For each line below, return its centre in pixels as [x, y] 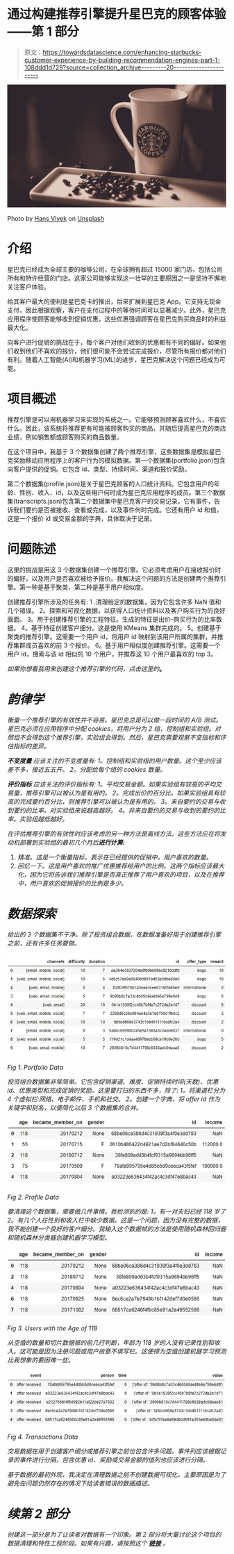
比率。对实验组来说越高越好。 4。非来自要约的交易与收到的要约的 [125, 810]
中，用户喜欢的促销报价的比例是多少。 [72, 883]
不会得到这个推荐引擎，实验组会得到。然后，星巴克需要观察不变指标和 [119, 737]
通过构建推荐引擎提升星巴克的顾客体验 [117, 14]
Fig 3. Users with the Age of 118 [52, 1328]
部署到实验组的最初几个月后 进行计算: [72, 842]
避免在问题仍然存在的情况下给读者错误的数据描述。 [80, 1483]
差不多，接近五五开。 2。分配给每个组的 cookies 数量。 [87, 769]
